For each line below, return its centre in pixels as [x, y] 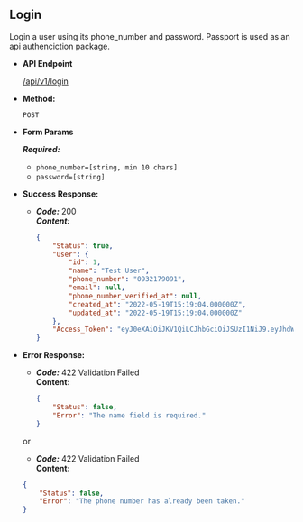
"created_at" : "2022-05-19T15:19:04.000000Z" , [157, 304]
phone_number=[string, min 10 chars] [107, 167]
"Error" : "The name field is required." [129, 415]
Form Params [48, 132]
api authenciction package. [60, 46]
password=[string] [70, 177]
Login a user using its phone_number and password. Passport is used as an [150, 36]
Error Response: [54, 355]
